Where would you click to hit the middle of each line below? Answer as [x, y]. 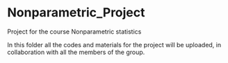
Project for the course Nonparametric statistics [74, 32]
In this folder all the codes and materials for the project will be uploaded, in [114, 45]
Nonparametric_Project [76, 13]
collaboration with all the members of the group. [76, 52]
